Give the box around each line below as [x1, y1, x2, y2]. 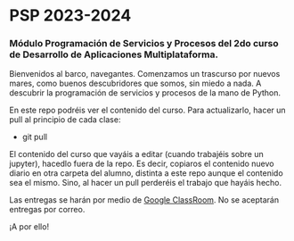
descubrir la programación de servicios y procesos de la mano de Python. [9, 87, 282, 98]
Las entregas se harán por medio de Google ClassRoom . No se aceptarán [9, 195, 279, 205]
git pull [21, 131, 47, 143]
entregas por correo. [9, 204, 86, 215]
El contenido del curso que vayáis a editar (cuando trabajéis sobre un [9, 149, 265, 160]
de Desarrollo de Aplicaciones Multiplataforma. [9, 48, 218, 61]
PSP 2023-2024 [9, 5, 132, 26]
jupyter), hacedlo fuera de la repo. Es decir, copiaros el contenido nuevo [9, 158, 274, 170]
